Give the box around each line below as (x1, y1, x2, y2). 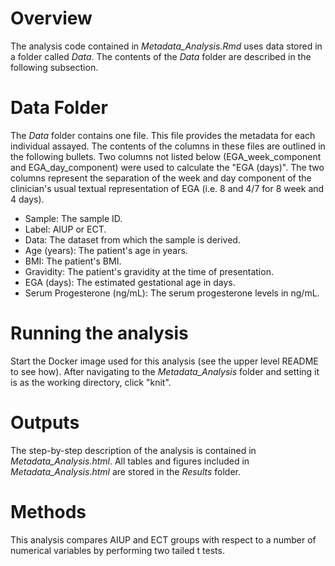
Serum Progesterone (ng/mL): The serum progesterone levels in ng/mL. (24, 287, 320, 299)
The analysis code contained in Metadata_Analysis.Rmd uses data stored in (10, 40, 323, 52)
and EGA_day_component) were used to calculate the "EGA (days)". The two (10, 161, 325, 173)
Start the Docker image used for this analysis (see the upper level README (10, 355, 319, 367)
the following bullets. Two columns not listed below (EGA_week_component (10, 150, 322, 162)
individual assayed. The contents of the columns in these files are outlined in (10, 140, 326, 152)
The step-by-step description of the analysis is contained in (10, 444, 257, 456)
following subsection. (10, 61, 99, 73)
